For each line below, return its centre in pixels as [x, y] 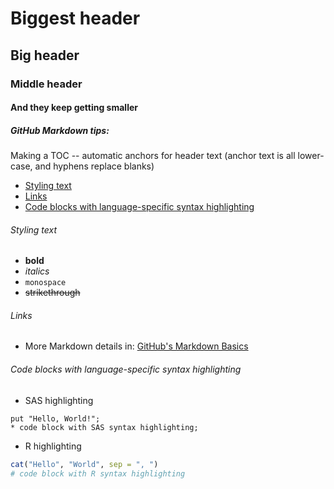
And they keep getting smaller [74, 108]
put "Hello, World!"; [55, 418]
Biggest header [75, 18]
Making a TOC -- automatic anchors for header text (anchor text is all [153, 156]
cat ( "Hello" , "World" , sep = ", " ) [84, 464]
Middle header [46, 84]
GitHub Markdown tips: [60, 130]
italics [37, 271]
